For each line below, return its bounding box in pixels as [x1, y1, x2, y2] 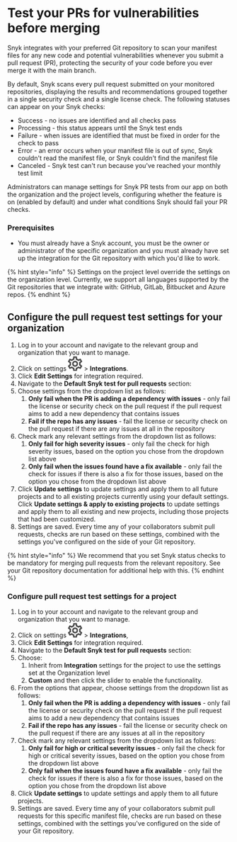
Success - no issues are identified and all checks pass [17, 116, 177, 125]
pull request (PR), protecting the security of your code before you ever [7, 58, 213, 67]
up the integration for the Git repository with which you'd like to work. [17, 254, 221, 263]
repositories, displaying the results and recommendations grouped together [7, 87, 228, 96]
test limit [17, 169, 43, 177]
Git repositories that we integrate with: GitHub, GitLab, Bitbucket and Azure [7, 283, 226, 291]
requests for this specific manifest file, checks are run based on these [17, 812, 221, 820]
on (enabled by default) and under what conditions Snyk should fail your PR [7, 197, 228, 206]
